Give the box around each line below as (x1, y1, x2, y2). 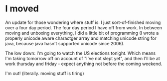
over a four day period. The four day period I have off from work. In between (5, 24, 162, 30)
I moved (5, 3, 39, 14)
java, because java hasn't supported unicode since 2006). (5, 40, 125, 46)
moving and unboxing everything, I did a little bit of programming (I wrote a (5, 30, 159, 36)
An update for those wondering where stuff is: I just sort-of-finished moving (5, 19, 161, 25)
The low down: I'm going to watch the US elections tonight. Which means (5, 50, 156, 56)
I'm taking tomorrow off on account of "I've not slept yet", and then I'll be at (5, 55, 161, 61)
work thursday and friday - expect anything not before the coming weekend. (5, 61, 163, 67)
